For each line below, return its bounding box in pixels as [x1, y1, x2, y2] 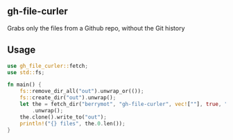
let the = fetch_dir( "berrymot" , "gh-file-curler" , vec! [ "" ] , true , [19, 100, 222, 107]
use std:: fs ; [7, 69, 45, 76]
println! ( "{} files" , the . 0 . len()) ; [19, 120, 126, 127]
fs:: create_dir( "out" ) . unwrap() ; [19, 94, 116, 101]
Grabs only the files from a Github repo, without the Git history [7, 24, 185, 32]
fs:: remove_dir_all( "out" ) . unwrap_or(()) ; [19, 88, 144, 95]
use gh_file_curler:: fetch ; [7, 62, 89, 69]
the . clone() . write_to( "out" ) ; [19, 114, 107, 121]
